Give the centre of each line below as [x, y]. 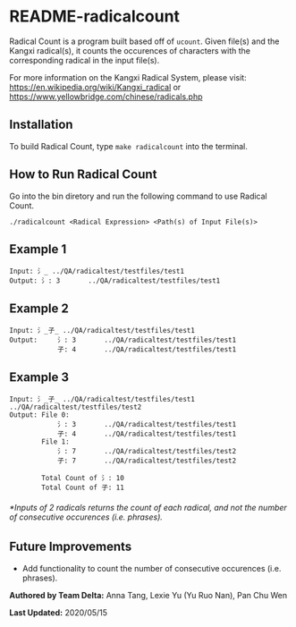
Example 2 [39, 308]
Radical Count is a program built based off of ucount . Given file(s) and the [144, 41]
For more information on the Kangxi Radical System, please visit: [128, 77]
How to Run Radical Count [83, 175]
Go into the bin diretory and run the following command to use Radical [138, 196]
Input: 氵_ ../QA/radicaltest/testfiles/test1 [97, 271]
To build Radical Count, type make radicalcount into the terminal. [128, 146]
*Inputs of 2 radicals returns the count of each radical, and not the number [148, 507]
